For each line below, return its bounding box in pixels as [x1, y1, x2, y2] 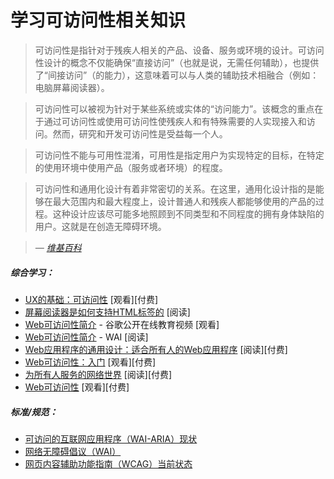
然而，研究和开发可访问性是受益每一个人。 [52, 127, 228, 140]
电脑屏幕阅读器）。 [34, 81, 110, 93]
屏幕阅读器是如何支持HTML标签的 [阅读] [24, 306, 191, 318]
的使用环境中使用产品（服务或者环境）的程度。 [34, 161, 228, 173]
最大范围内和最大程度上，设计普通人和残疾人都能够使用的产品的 [52, 195, 316, 207]
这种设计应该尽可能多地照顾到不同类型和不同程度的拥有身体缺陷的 [52, 207, 325, 220]
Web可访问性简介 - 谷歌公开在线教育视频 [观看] [24, 318, 220, 330]
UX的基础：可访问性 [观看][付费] [24, 293, 159, 305]
